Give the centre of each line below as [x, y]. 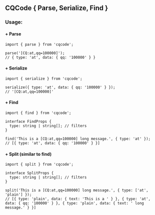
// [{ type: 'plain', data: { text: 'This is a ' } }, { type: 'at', [78, 199]
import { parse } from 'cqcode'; [39, 44]
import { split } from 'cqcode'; [39, 165]
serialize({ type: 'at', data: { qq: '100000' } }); [60, 87]
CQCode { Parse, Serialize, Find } [57, 8]
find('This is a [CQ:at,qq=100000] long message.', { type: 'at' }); [78, 139]
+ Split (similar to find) [28, 154]
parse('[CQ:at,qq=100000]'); [35, 53]
